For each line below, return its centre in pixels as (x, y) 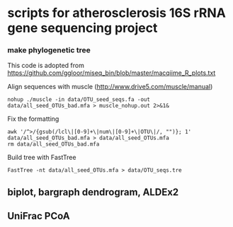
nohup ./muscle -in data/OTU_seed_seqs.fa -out (79, 100)
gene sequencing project (83, 28)
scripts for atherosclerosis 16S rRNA (117, 13)
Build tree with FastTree (42, 158)
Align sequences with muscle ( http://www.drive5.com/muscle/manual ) (110, 87)
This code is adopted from (46, 66)
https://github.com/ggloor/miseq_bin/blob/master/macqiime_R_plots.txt (112, 73)
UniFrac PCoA (39, 216)
